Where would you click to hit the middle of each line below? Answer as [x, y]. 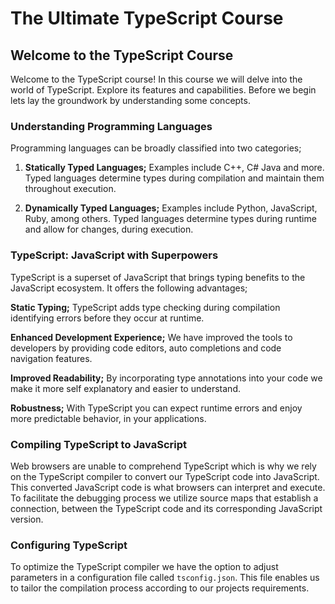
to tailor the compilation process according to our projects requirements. [160, 588]
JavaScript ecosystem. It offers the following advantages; [129, 288]
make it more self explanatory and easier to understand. [125, 388]
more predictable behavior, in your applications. [108, 418]
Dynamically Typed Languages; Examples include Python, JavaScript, [171, 208]
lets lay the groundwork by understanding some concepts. [130, 100]
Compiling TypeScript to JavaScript [99, 444]
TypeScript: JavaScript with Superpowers [114, 255]
